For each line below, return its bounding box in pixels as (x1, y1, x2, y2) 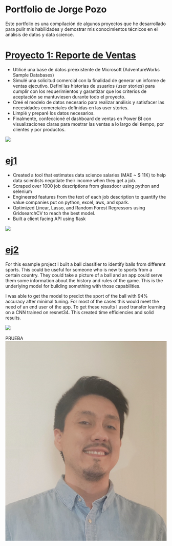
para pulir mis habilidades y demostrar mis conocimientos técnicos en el (5, 26, 158, 32)
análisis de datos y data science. (5, 31, 74, 37)
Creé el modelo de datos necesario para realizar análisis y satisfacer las (12, 99, 165, 105)
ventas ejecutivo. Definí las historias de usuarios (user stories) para (12, 83, 155, 89)
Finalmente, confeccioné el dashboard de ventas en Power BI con (12, 115, 152, 122)
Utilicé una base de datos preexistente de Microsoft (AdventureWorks (12, 66, 160, 72)
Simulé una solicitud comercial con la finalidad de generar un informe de (12, 77, 166, 83)
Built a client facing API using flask (12, 216, 86, 222)
